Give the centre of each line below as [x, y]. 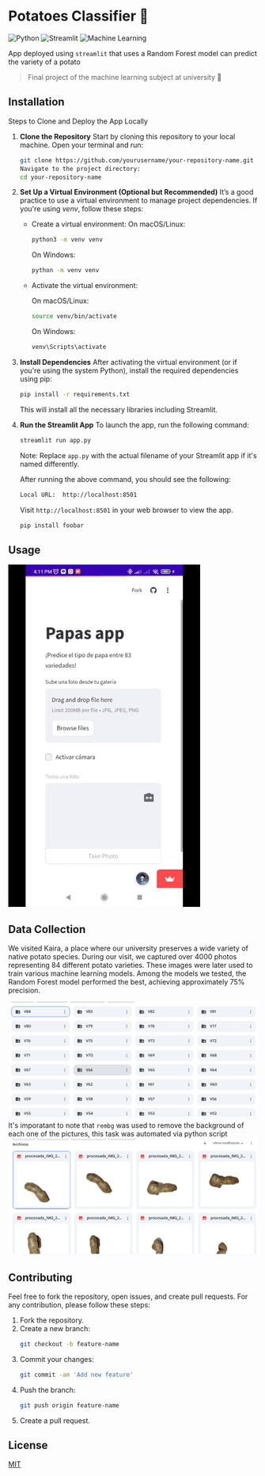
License [28, 1445]
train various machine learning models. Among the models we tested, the [127, 973]
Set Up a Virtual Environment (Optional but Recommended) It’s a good [136, 192]
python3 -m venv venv [67, 240]
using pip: [36, 378]
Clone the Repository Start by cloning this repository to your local [127, 136]
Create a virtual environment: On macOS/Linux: [108, 224]
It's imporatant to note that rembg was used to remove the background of [126, 1125]
